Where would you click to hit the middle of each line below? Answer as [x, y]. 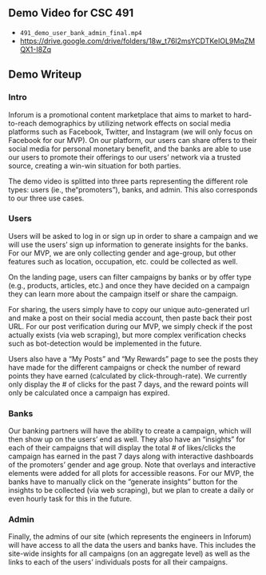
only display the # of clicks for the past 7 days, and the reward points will [129, 384]
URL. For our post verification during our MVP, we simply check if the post [131, 326]
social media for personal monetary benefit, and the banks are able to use [130, 149]
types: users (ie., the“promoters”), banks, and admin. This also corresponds [133, 189]
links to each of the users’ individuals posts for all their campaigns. [118, 562]
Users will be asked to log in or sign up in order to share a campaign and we [133, 236]
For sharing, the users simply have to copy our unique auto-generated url [129, 309]
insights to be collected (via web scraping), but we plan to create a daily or [131, 490]
